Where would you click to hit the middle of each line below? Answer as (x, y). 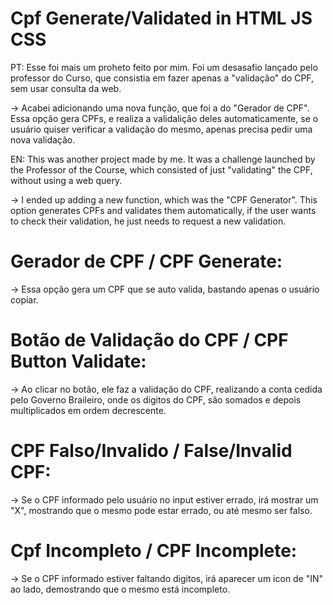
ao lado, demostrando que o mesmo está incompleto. (120, 589)
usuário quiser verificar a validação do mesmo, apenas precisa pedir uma (161, 129)
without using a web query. (66, 180)
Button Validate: (78, 361)
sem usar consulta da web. (66, 88)
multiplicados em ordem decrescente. (88, 410)
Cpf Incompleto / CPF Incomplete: (154, 550)
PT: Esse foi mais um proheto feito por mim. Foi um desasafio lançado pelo (164, 67)
